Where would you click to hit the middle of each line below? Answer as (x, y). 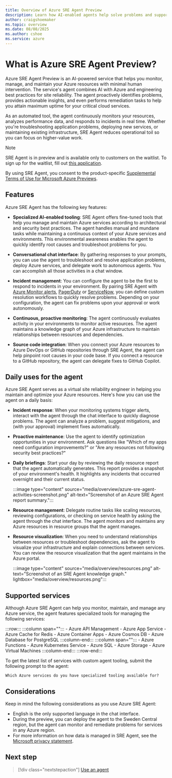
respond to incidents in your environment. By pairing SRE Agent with (85, 286)
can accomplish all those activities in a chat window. (68, 271)
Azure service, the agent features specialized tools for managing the (78, 613)
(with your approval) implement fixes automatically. (67, 427)
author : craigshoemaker (31, 20)
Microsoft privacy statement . (43, 741)
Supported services (38, 596)
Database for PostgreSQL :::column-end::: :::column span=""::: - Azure (80, 640)
